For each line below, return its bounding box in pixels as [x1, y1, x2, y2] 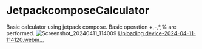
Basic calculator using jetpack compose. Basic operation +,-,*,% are [6, 23, 177, 30]
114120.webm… [6, 36, 44, 43]
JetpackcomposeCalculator [6, 4, 150, 17]
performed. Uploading [6, 29, 144, 36]
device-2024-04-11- [145, 29, 196, 36]
